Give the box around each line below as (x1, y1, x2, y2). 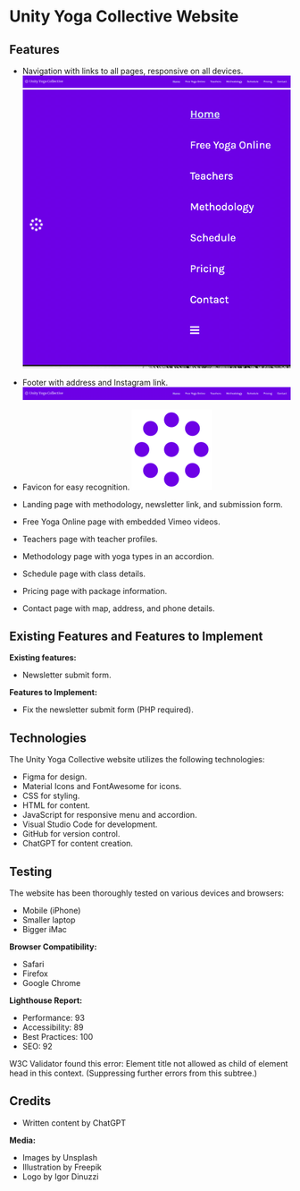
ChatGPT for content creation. (21, 838, 134, 849)
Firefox (21, 968, 49, 979)
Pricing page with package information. (21, 585, 168, 596)
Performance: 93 (21, 1012, 85, 1023)
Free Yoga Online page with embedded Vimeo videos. (21, 516, 221, 527)
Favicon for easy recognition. (21, 481, 130, 492)
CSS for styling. (21, 790, 80, 802)
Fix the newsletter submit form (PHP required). (21, 704, 194, 715)
